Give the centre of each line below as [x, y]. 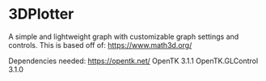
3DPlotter [41, 14]
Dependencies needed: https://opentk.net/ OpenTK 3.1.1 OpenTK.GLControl [133, 61]
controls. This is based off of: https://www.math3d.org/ [100, 45]
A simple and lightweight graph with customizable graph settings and [124, 36]
